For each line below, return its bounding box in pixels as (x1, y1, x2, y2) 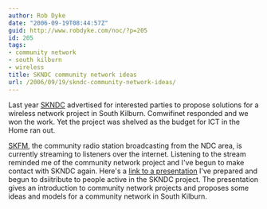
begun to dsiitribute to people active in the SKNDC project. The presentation (8, 174, 259, 184)
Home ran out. (8, 125, 56, 135)
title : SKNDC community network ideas (8, 71, 137, 79)
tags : (8, 41, 26, 49)
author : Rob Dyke (8, 11, 66, 20)
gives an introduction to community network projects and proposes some (8, 183, 249, 192)
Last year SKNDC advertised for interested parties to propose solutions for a (8, 100, 259, 110)
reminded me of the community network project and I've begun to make (8, 157, 245, 167)
